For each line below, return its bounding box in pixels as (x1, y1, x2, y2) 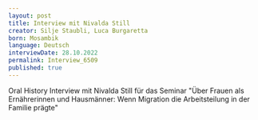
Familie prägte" (8, 102, 58, 112)
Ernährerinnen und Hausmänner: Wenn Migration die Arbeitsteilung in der (8, 94, 250, 104)
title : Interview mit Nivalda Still (8, 19, 130, 27)
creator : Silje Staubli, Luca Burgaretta (8, 26, 149, 34)
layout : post (8, 11, 52, 20)
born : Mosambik (8, 34, 59, 42)
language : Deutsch (8, 42, 69, 50)
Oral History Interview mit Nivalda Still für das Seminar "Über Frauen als (8, 86, 245, 95)
